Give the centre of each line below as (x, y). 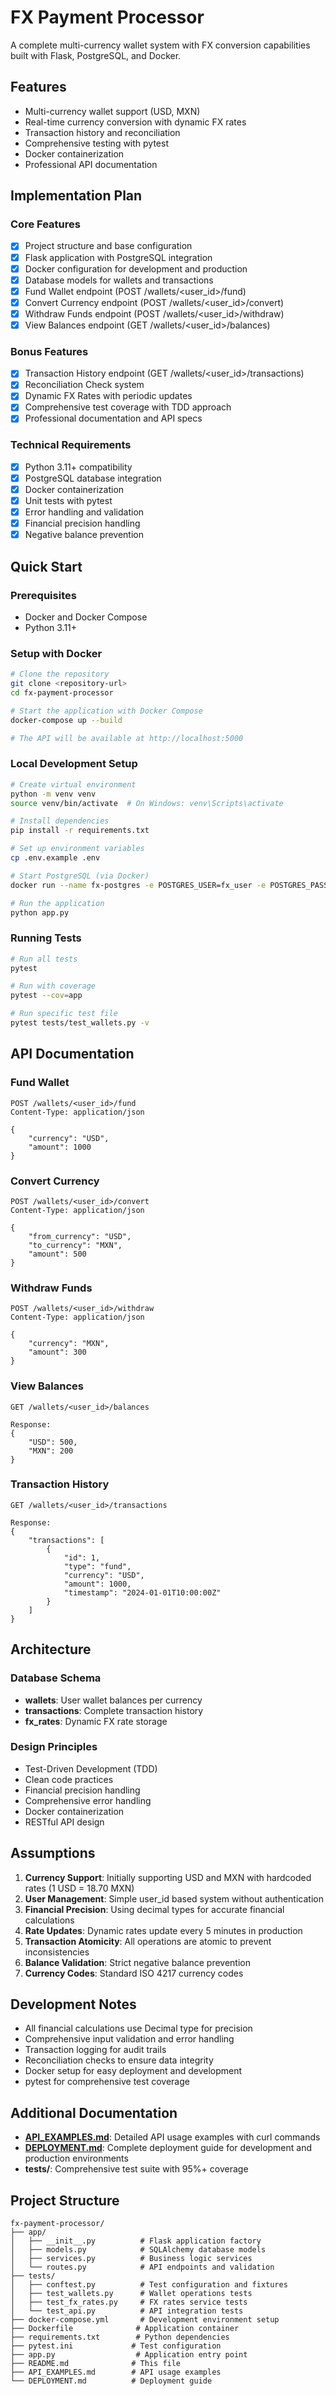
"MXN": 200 (51, 1451)
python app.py (40, 912)
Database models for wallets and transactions (119, 280)
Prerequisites (43, 595)
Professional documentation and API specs (113, 418)
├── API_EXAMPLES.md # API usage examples (116, 2372)
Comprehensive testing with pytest (96, 143)
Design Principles (54, 1747)
